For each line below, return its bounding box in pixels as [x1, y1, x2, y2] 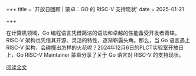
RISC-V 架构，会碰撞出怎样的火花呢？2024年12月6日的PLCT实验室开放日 [6, 44, 184, 51]
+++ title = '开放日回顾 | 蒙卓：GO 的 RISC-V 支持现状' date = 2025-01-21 [6, 6, 184, 12]
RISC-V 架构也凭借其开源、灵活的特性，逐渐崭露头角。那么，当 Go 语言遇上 [6, 37, 191, 43]
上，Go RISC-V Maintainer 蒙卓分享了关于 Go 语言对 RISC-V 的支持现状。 [6, 51, 184, 58]
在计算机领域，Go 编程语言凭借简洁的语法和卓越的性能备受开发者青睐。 [6, 29, 180, 36]
